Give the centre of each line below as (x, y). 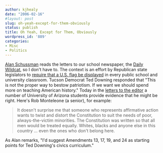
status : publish (21, 28)
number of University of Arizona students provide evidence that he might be (81, 95)
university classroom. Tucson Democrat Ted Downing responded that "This (81, 80)
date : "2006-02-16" (25, 14)
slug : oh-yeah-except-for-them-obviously (48, 23)
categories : (17, 41)
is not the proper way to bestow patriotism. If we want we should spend (77, 85)
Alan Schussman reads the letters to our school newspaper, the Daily (74, 64)
